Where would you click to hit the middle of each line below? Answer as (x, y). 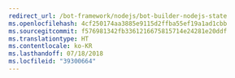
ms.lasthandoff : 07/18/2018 (56, 54)
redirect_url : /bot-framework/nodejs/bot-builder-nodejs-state (118, 16)
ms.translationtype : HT (49, 39)
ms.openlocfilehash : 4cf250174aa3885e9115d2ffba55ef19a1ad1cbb (118, 24)
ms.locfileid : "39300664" (52, 62)
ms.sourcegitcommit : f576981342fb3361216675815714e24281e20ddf (118, 31)
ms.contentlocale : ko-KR (50, 46)
